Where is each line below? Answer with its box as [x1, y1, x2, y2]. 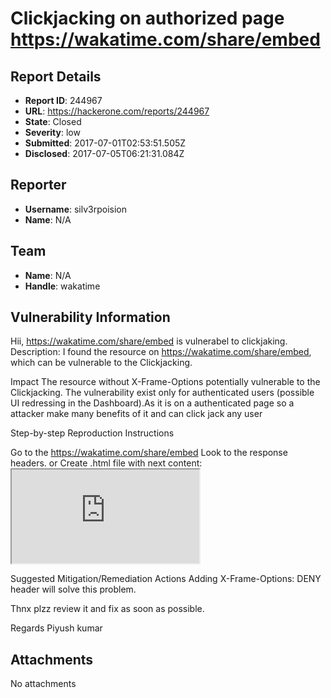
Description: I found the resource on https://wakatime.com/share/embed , [10, 346, 312, 358]
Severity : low [24, 127, 81, 138]
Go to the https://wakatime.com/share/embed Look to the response [10, 447, 288, 459]
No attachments [10, 678, 77, 690]
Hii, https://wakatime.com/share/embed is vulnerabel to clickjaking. [10, 335, 288, 347]
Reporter [10, 177, 67, 194]
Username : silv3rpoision [24, 203, 128, 215]
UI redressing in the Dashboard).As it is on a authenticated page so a [10, 397, 295, 409]
